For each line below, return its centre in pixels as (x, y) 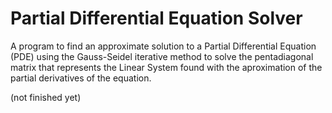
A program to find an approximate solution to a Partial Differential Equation (163, 46)
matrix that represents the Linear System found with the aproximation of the (166, 67)
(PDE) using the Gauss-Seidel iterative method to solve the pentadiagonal (162, 56)
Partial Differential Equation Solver (156, 18)
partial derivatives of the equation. (81, 78)
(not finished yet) (46, 97)
